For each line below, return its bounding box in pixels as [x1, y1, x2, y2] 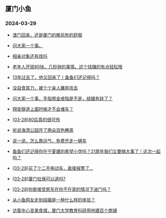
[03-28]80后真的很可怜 [12, 116, 61, 122]
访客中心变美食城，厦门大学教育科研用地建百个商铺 [12, 207, 117, 213]
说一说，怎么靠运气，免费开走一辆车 [12, 137, 87, 143]
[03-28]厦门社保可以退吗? [12, 176, 66, 182]
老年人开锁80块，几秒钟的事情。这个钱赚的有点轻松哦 [12, 64, 123, 70]
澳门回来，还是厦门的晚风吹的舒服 [12, 32, 83, 38]
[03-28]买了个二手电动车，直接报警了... [12, 165, 93, 171]
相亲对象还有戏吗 [12, 53, 48, 59]
